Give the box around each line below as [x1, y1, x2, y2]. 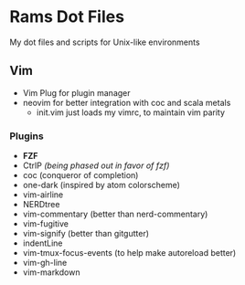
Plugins [9, 130, 44, 142]
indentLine [22, 237, 63, 248]
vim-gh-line [22, 258, 68, 269]
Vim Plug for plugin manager [22, 87, 131, 98]
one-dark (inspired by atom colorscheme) [22, 180, 181, 191]
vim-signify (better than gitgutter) [22, 228, 149, 239]
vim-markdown [22, 267, 80, 278]
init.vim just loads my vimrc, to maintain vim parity [36, 107, 226, 118]
